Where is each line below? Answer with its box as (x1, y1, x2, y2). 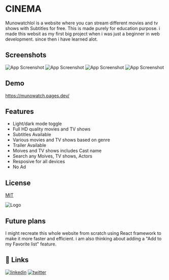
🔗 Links (5, 256, 29, 264)
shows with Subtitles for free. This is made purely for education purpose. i (5, 25, 160, 31)
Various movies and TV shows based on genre (12, 137, 110, 143)
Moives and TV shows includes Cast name (12, 148, 102, 154)
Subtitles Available (12, 132, 52, 138)
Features (5, 107, 34, 116)
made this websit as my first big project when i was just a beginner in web (5, 30, 160, 37)
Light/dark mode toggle (12, 120, 62, 127)
